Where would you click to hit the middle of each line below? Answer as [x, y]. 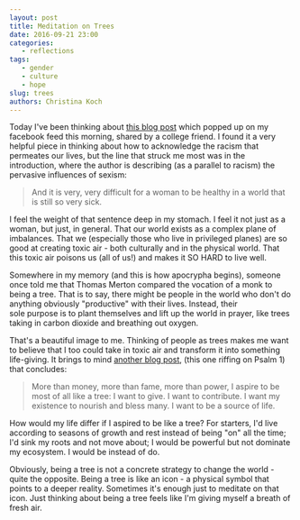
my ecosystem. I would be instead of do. [85, 452]
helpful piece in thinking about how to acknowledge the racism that [134, 146]
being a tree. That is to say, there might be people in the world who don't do [150, 295]
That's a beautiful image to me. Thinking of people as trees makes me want [149, 341]
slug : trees [32, 93]
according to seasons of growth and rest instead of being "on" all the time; [148, 433]
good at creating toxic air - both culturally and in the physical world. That [145, 248]
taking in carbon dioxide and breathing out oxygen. [104, 323]
